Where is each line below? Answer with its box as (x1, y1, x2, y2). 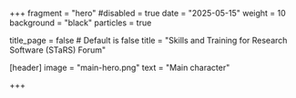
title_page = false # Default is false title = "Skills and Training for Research (9, 35, 288, 45)
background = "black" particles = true (9, 17, 152, 28)
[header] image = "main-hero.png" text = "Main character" (9, 63, 230, 73)
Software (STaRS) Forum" (9, 44, 107, 55)
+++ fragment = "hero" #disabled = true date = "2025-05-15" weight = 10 (9, 8, 287, 18)
